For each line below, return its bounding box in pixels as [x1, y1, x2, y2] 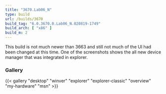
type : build [5, 12, 30, 17]
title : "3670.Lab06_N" [5, 7, 52, 12]
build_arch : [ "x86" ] [5, 26, 52, 31]
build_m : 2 [5, 30, 28, 35]
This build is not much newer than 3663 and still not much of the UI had [5, 44, 152, 49]
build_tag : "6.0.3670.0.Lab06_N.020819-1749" [5, 21, 101, 26]
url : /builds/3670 [5, 16, 43, 21]
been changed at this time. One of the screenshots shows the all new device [5, 49, 162, 55]
